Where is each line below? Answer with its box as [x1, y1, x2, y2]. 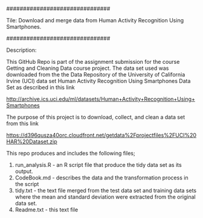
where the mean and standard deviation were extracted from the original [14, 193, 196, 201]
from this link [6, 120, 39, 127]
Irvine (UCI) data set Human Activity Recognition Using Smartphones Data [6, 78, 191, 84]
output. [14, 168, 33, 175]
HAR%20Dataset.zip [6, 138, 57, 145]
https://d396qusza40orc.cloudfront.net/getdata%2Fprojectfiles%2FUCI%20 [6, 132, 197, 139]
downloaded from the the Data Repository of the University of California [6, 71, 185, 78]
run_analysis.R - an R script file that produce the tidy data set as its [14, 161, 182, 168]
